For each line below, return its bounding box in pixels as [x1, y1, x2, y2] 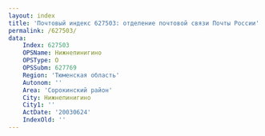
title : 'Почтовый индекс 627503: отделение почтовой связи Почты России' [8, 19, 260, 27]
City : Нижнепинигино [22, 94, 91, 102]
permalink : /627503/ [8, 26, 78, 34]
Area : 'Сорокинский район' [22, 86, 113, 94]
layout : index [8, 11, 56, 20]
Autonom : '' [22, 78, 62, 86]
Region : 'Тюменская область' [22, 71, 120, 79]
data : [8, 34, 26, 42]
